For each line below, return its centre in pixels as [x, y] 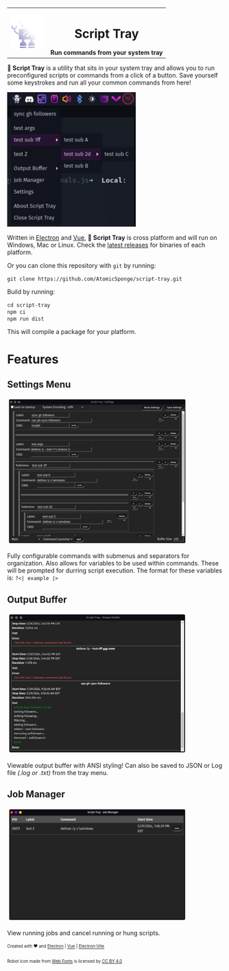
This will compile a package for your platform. [72, 331]
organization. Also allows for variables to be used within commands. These [113, 563]
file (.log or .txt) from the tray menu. [58, 772]
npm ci [16, 312]
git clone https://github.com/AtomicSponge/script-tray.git [95, 279]
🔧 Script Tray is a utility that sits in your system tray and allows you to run [111, 68]
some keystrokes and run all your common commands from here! [99, 82]
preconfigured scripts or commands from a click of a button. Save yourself [112, 75]
